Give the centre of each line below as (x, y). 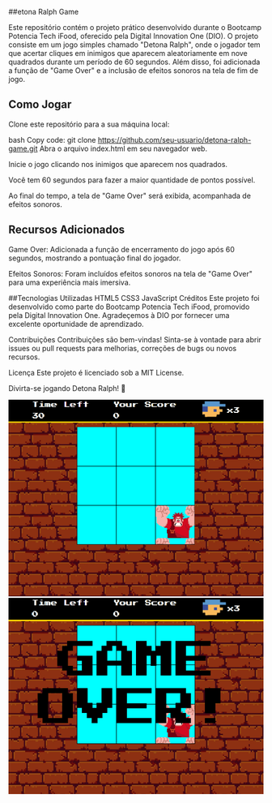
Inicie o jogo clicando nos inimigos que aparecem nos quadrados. (118, 164)
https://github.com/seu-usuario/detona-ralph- (174, 140)
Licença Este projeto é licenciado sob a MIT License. (96, 372)
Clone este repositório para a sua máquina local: (89, 124)
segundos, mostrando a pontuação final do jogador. (95, 258)
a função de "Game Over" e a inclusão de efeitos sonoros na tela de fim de (134, 71)
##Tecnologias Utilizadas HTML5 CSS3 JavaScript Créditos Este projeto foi (134, 298)
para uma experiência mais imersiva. (70, 282)
